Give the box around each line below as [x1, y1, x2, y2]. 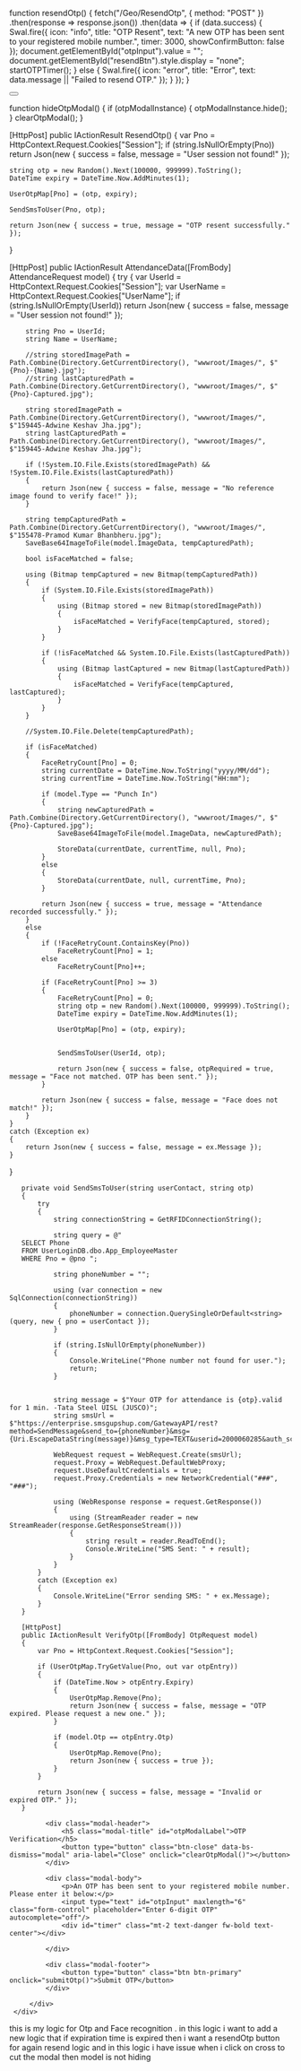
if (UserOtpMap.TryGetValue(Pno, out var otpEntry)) [37, 1662, 239, 1671]
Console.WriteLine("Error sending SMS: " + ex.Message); [53, 1591, 271, 1600]
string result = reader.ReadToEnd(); [85, 1537, 227, 1546]
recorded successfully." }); [9, 907, 118, 916]
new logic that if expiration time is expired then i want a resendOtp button [9, 2032, 280, 2043]
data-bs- [221, 1842, 254, 1851]
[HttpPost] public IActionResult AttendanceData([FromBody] [9, 262, 231, 273]
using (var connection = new [53, 1286, 163, 1295]
